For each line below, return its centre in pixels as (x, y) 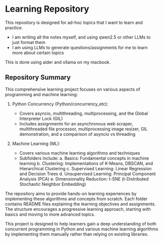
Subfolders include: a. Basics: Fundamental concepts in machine (84, 158)
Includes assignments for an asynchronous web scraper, (76, 123)
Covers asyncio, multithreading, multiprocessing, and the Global (84, 113)
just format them (28, 42)
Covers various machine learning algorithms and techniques (80, 153)
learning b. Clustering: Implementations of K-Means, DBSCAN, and (86, 163)
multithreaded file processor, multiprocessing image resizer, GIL (83, 129)
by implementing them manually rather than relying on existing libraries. (77, 234)
